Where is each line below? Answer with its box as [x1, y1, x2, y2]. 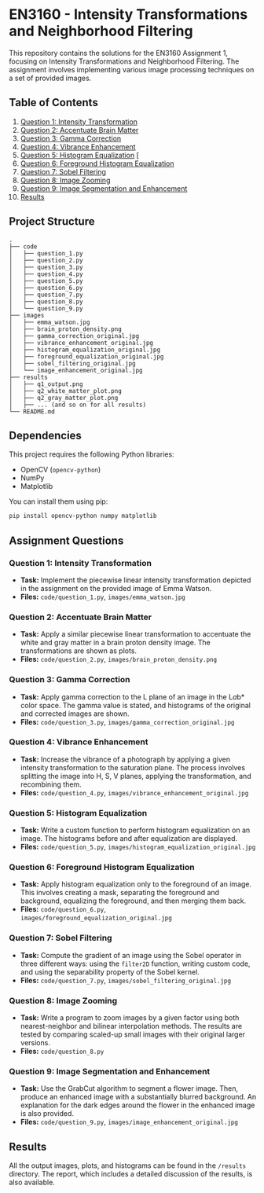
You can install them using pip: [9, 497, 108, 506]
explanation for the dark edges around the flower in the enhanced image [20, 1100, 255, 1110]
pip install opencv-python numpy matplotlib [9, 512, 157, 520]
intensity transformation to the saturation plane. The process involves [20, 762, 246, 772]
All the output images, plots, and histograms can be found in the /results [9, 1161, 247, 1170]
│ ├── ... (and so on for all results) [9, 401, 147, 409]
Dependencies [9, 428, 82, 442]
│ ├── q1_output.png [9, 380, 83, 388]
